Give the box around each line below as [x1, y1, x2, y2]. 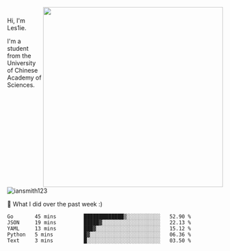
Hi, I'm [7, 16, 25, 25]
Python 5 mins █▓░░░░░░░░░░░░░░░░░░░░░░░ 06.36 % [7, 231, 192, 238]
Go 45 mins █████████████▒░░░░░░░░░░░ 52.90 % [7, 213, 192, 220]
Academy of [7, 73, 42, 82]
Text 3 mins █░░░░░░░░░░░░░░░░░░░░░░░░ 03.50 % [7, 237, 192, 244]
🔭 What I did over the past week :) [7, 200, 103, 208]
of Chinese [7, 66, 38, 74]
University [7, 58, 36, 67]
